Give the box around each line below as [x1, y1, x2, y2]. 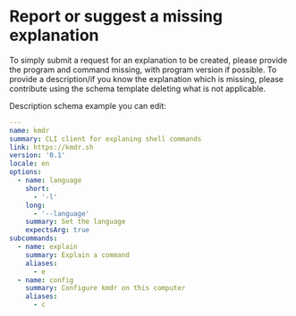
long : [25, 201, 47, 210]
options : [9, 168, 42, 177]
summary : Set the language [25, 217, 126, 227]
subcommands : [9, 234, 58, 243]
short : [25, 184, 50, 193]
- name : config [17, 275, 74, 285]
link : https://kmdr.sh [9, 143, 94, 152]
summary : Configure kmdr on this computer [25, 284, 186, 293]
